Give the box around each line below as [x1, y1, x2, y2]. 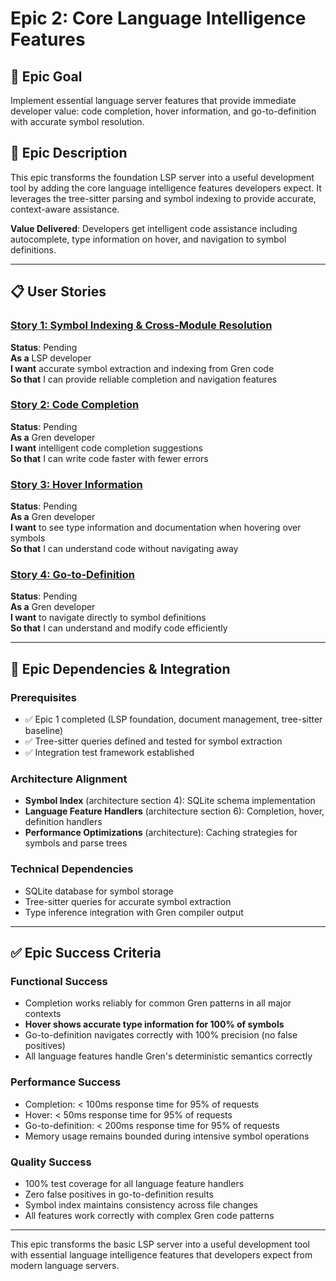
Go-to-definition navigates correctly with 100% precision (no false [24, 1029, 298, 1041]
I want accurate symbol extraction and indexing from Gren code [10, 362, 275, 374]
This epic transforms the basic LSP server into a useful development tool [10, 1238, 311, 1250]
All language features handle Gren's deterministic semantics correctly [24, 1050, 313, 1062]
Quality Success [10, 1155, 92, 1169]
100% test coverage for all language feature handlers [24, 1177, 245, 1189]
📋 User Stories [10, 283, 107, 301]
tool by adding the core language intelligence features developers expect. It [10, 182, 322, 194]
